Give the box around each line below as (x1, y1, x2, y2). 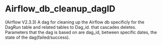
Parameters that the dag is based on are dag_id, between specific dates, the (5, 29, 157, 35)
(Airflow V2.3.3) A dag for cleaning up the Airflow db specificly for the (5, 19, 145, 25)
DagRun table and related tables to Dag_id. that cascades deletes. (5, 24, 136, 30)
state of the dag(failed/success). (5, 34, 70, 40)
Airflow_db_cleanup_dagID (5, 3, 116, 14)
